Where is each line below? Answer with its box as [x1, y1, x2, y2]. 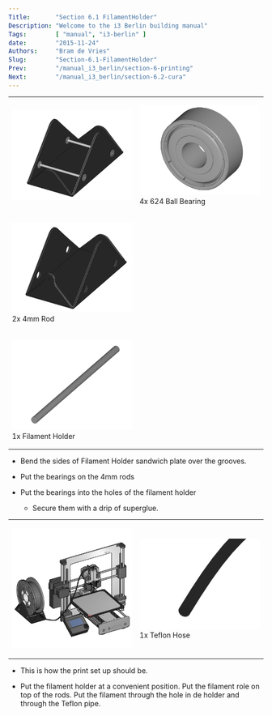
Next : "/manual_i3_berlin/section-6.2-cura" [8, 73, 186, 81]
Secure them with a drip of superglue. [32, 503, 159, 513]
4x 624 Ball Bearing [139, 197, 206, 206]
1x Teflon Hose [139, 630, 190, 640]
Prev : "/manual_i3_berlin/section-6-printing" [8, 65, 194, 73]
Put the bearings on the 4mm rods [19, 472, 135, 481]
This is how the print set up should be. [19, 666, 148, 676]
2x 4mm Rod [11, 313, 55, 323]
